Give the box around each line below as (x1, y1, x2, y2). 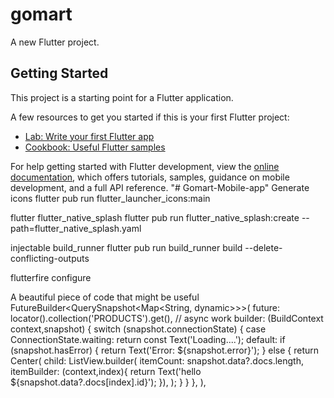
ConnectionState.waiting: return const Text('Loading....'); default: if (10, 333, 286, 345)
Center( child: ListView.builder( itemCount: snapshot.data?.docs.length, (10, 354, 304, 367)
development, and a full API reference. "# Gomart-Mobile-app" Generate (10, 181, 310, 193)
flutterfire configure (10, 271, 92, 283)
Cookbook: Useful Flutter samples (24, 141, 166, 153)
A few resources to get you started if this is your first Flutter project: (10, 111, 290, 123)
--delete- (244, 241, 283, 253)
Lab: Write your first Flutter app (24, 130, 155, 142)
